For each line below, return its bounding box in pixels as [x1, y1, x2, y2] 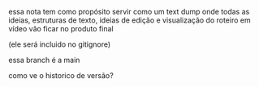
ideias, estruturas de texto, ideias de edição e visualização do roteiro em [8, 15, 251, 25]
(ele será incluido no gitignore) [8, 39, 111, 49]
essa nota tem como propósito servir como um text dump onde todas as [8, 7, 250, 16]
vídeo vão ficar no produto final [8, 24, 114, 33]
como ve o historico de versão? [8, 71, 114, 80]
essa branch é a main [8, 56, 80, 64]
